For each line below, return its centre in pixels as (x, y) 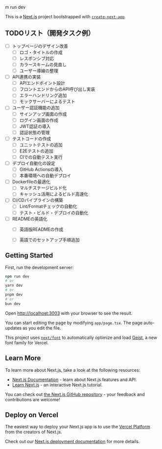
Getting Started (29, 255)
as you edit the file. (42, 328)
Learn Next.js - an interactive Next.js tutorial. (57, 385)
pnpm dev (14, 295)
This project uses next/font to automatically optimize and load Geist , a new (81, 337)
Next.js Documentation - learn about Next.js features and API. (74, 379)
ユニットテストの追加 (41, 145)
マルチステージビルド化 (43, 188)
